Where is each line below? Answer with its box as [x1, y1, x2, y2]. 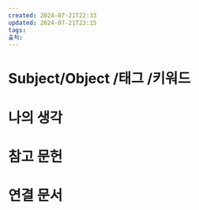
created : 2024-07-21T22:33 [8, 11, 97, 20]
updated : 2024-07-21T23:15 [8, 19, 97, 27]
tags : [8, 26, 26, 34]
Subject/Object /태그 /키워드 [8, 70, 191, 87]
